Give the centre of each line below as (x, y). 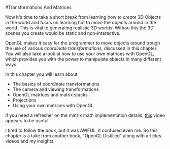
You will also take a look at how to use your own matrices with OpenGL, (80, 54)
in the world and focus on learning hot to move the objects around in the (81, 22)
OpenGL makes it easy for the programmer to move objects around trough (83, 43)
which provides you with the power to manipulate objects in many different (83, 59)
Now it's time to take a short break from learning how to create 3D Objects (83, 17)
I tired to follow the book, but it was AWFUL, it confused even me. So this (82, 130)
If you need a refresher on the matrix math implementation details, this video (85, 115)
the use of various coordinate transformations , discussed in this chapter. (81, 48)
